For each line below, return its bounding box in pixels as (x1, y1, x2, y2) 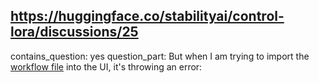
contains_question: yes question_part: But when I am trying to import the (10, 50, 310, 62)
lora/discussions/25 (10, 24, 139, 41)
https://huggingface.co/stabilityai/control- (10, 8, 285, 25)
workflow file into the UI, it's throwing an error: (10, 60, 203, 73)
